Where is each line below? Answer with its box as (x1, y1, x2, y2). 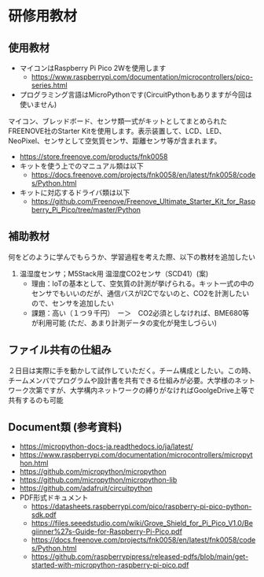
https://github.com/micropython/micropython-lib (19, 475, 178, 485)
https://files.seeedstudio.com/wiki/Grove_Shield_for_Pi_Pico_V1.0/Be (31, 519, 254, 528)
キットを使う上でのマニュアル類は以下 (19, 161, 144, 170)
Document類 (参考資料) (8, 420, 123, 434)
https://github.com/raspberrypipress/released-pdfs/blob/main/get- (31, 552, 249, 561)
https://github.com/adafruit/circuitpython (19, 483, 153, 493)
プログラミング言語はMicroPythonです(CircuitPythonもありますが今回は (19, 90, 253, 99)
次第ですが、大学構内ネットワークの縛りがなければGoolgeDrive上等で (28, 385, 255, 394)
